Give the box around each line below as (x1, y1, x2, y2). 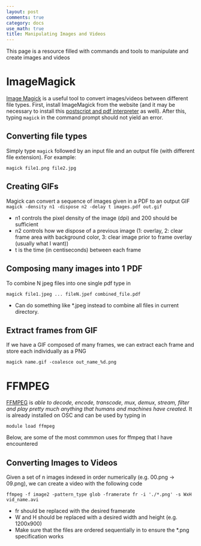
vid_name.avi (6, 497, 39, 503)
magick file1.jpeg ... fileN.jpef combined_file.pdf (6, 291, 141, 297)
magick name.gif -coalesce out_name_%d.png (6, 359, 117, 365)
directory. (14, 308, 39, 315)
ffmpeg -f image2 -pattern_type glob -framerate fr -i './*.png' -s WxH (6, 491, 192, 498)
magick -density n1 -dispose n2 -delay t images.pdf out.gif (6, 203, 163, 210)
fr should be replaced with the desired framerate (14, 508, 136, 515)
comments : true (6, 14, 44, 20)
